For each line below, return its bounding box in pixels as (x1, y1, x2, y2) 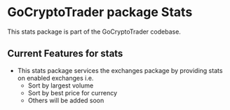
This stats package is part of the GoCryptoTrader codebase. (7, 27, 181, 36)
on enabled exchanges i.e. (17, 74, 94, 82)
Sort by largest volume (27, 81, 94, 90)
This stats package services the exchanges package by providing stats (17, 66, 223, 74)
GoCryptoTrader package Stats (7, 4, 193, 20)
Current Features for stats (7, 48, 123, 60)
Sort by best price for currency (27, 88, 118, 97)
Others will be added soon (27, 96, 104, 104)
